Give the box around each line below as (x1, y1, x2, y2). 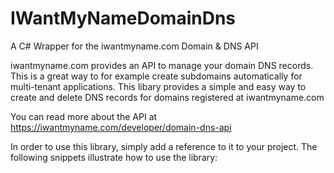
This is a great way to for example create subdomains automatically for (10, 70, 303, 82)
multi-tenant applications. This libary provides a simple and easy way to (10, 80, 307, 92)
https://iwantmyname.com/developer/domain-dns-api (10, 121, 232, 133)
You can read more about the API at (10, 110, 158, 122)
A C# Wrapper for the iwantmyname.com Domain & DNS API (10, 40, 259, 52)
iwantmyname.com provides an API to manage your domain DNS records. (10, 59, 314, 71)
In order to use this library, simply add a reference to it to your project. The (10, 140, 318, 152)
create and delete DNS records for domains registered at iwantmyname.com (10, 91, 325, 103)
